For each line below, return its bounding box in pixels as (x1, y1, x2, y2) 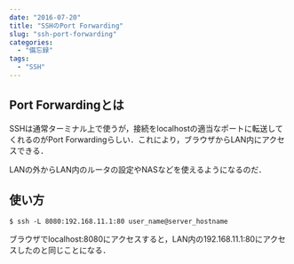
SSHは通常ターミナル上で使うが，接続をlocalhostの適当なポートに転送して (9, 123, 283, 133)
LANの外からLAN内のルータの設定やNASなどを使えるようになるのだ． (9, 164, 266, 174)
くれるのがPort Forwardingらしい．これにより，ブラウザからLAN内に (9, 134, 262, 145)
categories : (9, 37, 53, 47)
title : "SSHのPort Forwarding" (9, 21, 124, 30)
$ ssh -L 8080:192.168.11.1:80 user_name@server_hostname (9, 217, 228, 226)
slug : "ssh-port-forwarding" (9, 29, 117, 38)
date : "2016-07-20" (9, 12, 82, 22)
